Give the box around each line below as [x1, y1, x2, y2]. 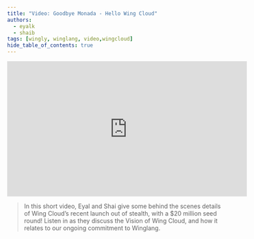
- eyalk [13, 23, 36, 30]
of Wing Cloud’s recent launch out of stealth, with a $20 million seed [23, 209, 217, 217]
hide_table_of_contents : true [7, 42, 94, 49]
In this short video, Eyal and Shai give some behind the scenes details [23, 202, 221, 210]
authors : [7, 16, 32, 23]
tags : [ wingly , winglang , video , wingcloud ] [7, 36, 134, 43]
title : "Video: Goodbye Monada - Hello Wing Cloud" [7, 10, 157, 17]
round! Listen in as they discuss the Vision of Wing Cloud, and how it [23, 217, 218, 225]
